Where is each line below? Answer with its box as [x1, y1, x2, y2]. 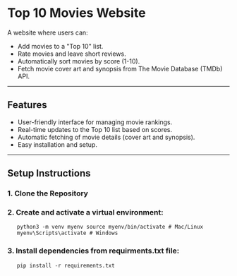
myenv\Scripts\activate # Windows [16, 229, 119, 237]
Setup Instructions [7, 167, 91, 179]
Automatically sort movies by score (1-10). [17, 56, 140, 65]
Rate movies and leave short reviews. [17, 49, 127, 58]
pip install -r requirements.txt [16, 262, 115, 269]
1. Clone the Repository [7, 188, 88, 198]
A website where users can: [7, 28, 88, 37]
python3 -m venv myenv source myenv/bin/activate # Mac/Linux [16, 224, 203, 231]
